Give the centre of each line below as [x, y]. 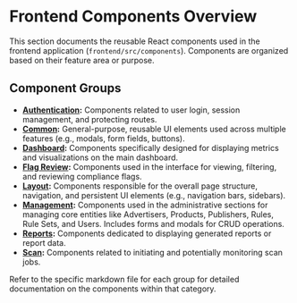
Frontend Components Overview [133, 17]
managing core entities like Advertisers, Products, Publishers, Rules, [148, 214]
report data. [44, 242]
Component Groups [65, 88]
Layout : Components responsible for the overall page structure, [140, 186]
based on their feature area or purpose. [82, 60]
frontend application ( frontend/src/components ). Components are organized [149, 50]
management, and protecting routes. [89, 119]
